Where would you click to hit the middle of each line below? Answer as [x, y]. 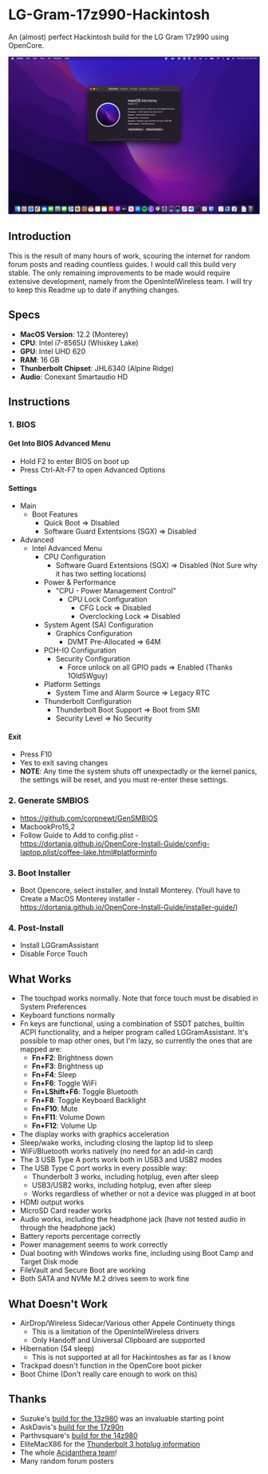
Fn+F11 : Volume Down [68, 1117]
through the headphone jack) [67, 1228]
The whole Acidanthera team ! [68, 1452]
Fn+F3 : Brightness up [67, 1066]
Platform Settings [72, 685]
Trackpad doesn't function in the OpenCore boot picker [111, 1366]
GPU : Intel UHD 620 [53, 351]
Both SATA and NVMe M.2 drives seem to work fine [104, 1279]
